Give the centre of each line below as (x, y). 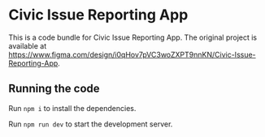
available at (28, 45)
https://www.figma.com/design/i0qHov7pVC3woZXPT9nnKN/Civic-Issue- (132, 54)
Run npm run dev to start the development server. (91, 124)
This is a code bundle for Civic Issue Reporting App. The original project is (133, 37)
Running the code (54, 89)
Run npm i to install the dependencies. (72, 108)
